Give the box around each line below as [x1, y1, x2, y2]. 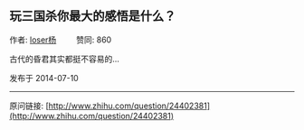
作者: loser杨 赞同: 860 [9, 34, 112, 45]
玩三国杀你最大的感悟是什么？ [9, 8, 176, 24]
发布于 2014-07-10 [9, 72, 79, 83]
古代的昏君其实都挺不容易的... [9, 53, 120, 64]
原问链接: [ [9, 100, 50, 111]
